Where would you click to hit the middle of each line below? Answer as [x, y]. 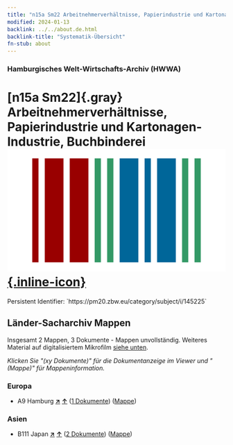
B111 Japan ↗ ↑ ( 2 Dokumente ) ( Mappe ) [75, 434]
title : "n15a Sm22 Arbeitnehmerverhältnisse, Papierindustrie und [105, 15]
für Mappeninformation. [71, 368]
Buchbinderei [106, 142]
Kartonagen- [164, 127]
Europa [20, 386]
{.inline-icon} [47, 282]
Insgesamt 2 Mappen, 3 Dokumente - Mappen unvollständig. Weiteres [107, 340]
